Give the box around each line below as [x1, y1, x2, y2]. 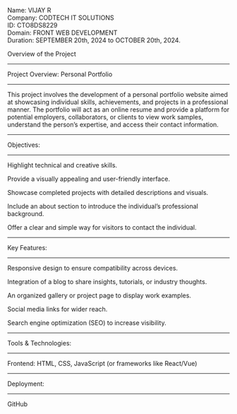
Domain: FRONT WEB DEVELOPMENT [7, 28, 118, 37]
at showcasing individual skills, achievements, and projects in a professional [7, 98, 229, 106]
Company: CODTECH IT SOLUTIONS [7, 13, 114, 22]
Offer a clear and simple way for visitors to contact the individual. [7, 223, 197, 232]
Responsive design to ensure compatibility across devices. [7, 264, 178, 272]
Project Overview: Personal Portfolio [7, 70, 113, 78]
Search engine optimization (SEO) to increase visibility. [7, 319, 167, 327]
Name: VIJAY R [7, 6, 51, 14]
